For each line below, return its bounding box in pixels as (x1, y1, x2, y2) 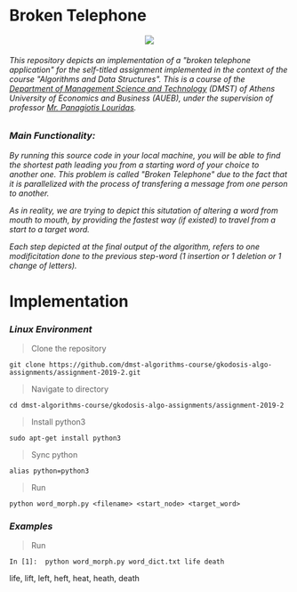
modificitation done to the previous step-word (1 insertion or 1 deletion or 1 (9, 250, 282, 261)
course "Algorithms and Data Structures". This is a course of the (9, 73, 246, 85)
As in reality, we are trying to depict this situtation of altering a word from (9, 205, 278, 215)
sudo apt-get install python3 (9, 434, 122, 442)
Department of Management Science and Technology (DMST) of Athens (9, 83, 276, 93)
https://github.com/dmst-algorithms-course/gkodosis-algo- (48, 361, 273, 369)
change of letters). (9, 260, 77, 271)
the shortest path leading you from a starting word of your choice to (9, 159, 260, 170)
